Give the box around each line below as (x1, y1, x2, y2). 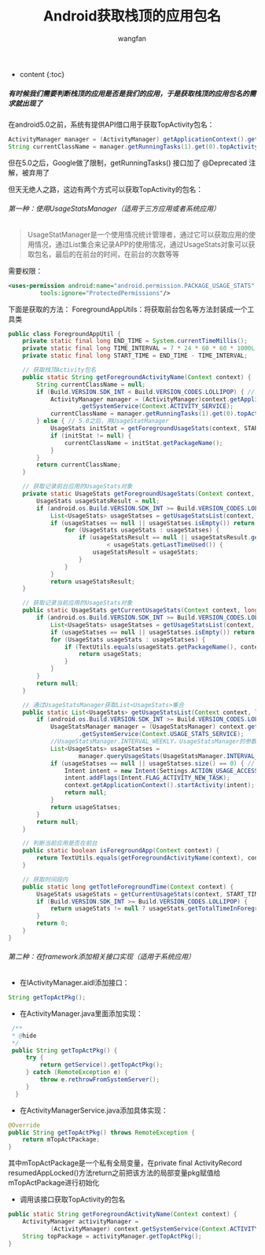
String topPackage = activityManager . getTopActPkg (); (22, 1232, 202, 1240)
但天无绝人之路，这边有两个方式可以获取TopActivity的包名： (8, 184, 204, 193)
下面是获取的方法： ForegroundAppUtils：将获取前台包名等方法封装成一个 (8, 304, 248, 314)
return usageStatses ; (50, 803, 122, 811)
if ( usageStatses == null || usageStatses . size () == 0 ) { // (50, 760, 256, 767)
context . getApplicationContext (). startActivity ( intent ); (64, 782, 256, 789)
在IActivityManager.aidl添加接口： (19, 978, 130, 988)
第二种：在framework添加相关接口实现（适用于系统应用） (8, 952, 195, 962)
